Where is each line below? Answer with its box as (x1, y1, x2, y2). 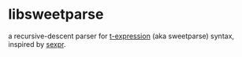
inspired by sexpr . (8, 39, 66, 48)
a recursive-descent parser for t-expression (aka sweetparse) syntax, (8, 31, 235, 41)
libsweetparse (8, 5, 104, 23)
